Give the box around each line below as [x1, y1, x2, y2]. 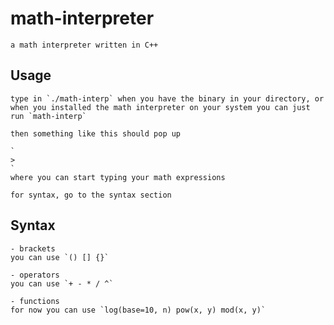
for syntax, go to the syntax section [10, 190, 172, 200]
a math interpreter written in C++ [10, 40, 159, 50]
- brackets [10, 243, 56, 254]
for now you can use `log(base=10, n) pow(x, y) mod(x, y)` [10, 305, 267, 315]
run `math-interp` [10, 111, 87, 121]
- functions [10, 296, 60, 306]
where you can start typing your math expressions [10, 172, 226, 182]
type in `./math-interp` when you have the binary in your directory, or [10, 93, 325, 104]
